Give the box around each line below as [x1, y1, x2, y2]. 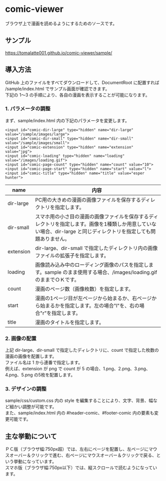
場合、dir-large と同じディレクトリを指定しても [40, 228, 151, 235]
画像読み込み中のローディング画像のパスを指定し [35, 261, 149, 268]
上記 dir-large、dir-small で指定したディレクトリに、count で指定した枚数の [5, 347, 159, 353]
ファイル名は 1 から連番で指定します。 [5, 360, 83, 366]
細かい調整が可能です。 [9, 404, 57, 410]
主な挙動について [5, 432, 57, 440]
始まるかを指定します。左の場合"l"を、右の [40, 302, 140, 309]
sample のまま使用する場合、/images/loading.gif [44, 269, 157, 276]
